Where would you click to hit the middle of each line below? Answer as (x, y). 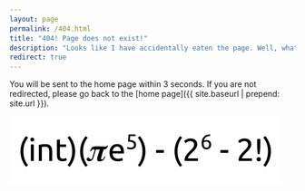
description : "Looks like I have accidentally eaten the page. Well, (144, 48)
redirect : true (38, 57)
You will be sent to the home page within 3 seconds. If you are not (133, 84)
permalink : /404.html (50, 29)
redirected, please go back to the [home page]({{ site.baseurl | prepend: (144, 94)
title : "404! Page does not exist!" (79, 38)
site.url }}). (30, 103)
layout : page (34, 19)
